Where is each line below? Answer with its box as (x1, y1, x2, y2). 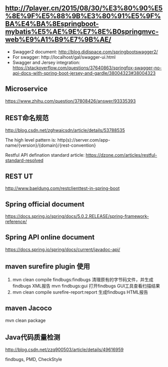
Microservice (5, 85, 48, 93)
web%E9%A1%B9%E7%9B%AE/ (5, 35, 111, 44)
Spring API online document (5, 233, 95, 241)
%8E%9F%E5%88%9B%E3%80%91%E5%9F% (5, 12, 161, 21)
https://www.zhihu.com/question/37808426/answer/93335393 (5, 98, 136, 104)
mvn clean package (5, 317, 46, 323)
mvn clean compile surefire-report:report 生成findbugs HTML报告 (12, 289, 148, 295)
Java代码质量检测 (5, 333, 60, 341)
